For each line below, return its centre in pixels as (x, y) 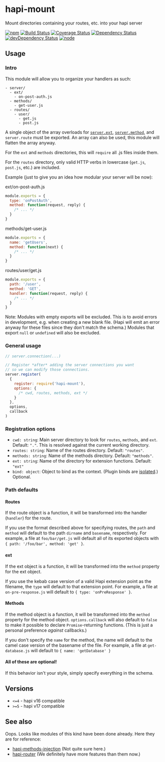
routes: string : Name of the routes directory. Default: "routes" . (78, 451)
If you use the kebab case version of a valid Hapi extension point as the (78, 581)
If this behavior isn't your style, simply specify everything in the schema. (80, 673)
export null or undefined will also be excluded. (53, 333)
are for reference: (23, 739)
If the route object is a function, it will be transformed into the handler (76, 513)
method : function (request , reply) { (47, 205)
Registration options (30, 429)
